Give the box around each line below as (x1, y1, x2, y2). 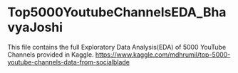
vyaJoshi (7, 19, 63, 35)
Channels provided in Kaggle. (7, 50, 94, 59)
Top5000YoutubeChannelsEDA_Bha (7, 4, 227, 21)
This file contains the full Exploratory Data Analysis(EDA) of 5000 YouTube (7, 43, 227, 51)
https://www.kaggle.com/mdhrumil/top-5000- (95, 50, 231, 59)
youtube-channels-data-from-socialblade (7, 57, 130, 66)
